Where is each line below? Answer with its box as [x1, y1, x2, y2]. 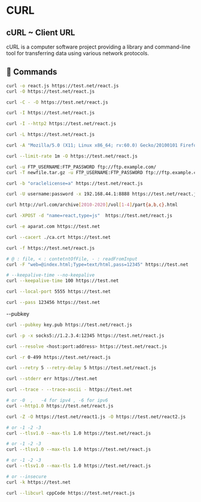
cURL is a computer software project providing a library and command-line [6, 43, 191, 50]
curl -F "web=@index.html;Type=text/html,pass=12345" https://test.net [6, 261, 188, 267]
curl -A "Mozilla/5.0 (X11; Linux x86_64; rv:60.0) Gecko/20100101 [6, 142, 178, 148]
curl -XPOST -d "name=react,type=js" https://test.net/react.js [6, 213, 172, 219]
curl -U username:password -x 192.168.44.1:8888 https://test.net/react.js [6, 191, 199, 197]
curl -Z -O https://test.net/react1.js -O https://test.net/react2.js [6, 413, 186, 419]
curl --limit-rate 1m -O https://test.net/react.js [6, 153, 138, 159]
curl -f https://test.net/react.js [6, 245, 95, 251]
